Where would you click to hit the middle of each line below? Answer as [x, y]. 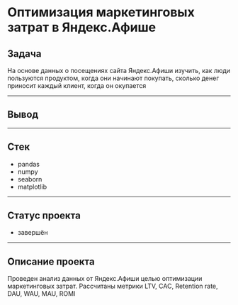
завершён [33, 233]
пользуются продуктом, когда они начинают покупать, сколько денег [113, 78]
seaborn [30, 179]
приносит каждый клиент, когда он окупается [77, 85]
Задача [24, 54]
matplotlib [32, 187]
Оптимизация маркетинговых [101, 12]
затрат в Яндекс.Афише [82, 27]
